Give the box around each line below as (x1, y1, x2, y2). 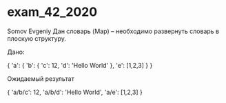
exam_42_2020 (7, 4, 98, 20)
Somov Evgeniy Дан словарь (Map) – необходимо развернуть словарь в (7, 27, 220, 35)
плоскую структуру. (7, 34, 67, 42)
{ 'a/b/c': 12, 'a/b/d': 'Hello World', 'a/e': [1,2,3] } (7, 88, 143, 96)
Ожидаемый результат (7, 74, 74, 83)
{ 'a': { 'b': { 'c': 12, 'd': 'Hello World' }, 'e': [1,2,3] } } (7, 61, 153, 69)
